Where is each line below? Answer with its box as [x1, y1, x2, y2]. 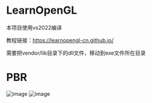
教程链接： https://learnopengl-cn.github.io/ [6, 36, 114, 43]
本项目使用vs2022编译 [6, 24, 62, 31]
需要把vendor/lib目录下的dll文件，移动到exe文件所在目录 [6, 49, 146, 57]
